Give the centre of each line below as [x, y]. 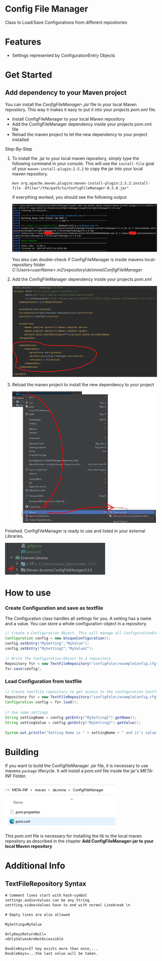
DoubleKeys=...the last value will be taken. [51, 954]
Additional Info [35, 866]
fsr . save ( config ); [23, 669]
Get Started [28, 75]
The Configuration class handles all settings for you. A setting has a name [78, 618]
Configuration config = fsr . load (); [42, 702]
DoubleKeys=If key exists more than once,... [51, 949]
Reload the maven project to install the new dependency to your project [83, 384]
